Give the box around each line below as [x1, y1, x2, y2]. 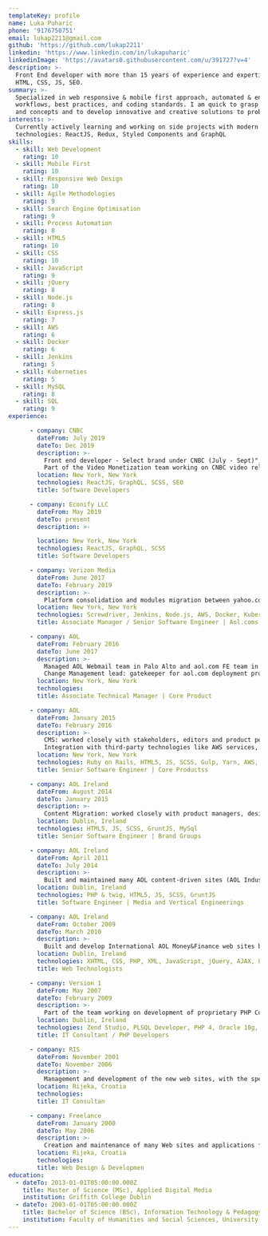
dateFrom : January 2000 [37, 1119, 116, 1127]
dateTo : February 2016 [37, 721, 112, 729]
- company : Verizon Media [29, 567, 116, 575]
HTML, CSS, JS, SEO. [15, 78, 84, 86]
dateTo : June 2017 [37, 647, 98, 655]
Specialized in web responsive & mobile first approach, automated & [15, 93, 251, 101]
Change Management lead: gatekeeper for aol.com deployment [43, 669, 248, 678]
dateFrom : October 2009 [37, 920, 116, 928]
